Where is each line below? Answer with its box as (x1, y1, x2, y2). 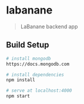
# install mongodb (6, 55, 51, 62)
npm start (6, 93, 31, 99)
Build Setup (6, 40, 49, 50)
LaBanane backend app (20, 23, 78, 30)
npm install (6, 77, 35, 83)
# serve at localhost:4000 (6, 88, 72, 94)
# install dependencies (6, 72, 65, 78)
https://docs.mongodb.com (6, 61, 69, 67)
